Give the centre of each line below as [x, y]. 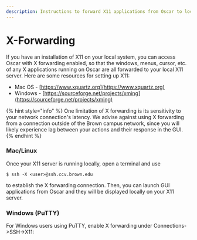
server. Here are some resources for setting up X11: [68, 75]
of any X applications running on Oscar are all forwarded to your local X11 [95, 69]
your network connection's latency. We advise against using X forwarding [95, 117]
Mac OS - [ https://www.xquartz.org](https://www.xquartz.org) [90, 87]
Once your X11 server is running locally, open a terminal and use [84, 163]
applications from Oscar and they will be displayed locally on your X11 [90, 191]
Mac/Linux [22, 151]
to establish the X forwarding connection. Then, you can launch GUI [88, 185]
